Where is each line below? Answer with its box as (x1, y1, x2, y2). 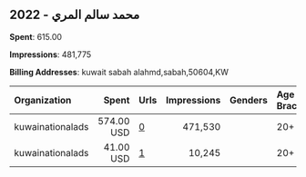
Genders (229, 93, 269, 106)
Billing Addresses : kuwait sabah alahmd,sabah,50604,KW (9, 66, 229, 77)
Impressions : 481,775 (9, 49, 92, 60)
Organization (14, 93, 72, 106)
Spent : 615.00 (9, 31, 62, 42)
